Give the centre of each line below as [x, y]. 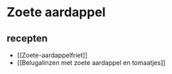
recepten [27, 38]
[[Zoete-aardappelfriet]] [52, 55]
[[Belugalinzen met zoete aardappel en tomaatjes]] [91, 63]
